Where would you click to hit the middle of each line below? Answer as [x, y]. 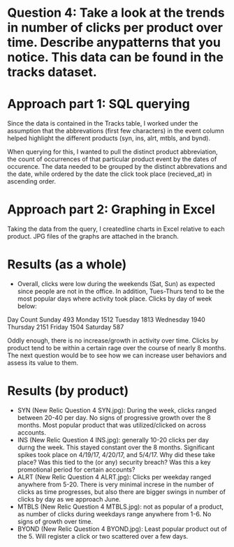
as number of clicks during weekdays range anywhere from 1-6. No [114, 514]
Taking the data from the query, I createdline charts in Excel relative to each [116, 229]
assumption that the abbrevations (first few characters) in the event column [116, 131]
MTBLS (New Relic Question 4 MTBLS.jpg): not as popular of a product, [120, 507]
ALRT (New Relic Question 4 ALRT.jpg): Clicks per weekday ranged [114, 477]
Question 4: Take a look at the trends [116, 13]
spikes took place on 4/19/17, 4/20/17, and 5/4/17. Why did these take [116, 454]
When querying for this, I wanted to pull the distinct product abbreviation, [112, 152]
